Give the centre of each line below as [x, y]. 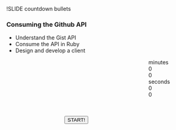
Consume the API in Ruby [47, 44]
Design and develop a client [50, 50]
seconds [159, 82]
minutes [159, 63]
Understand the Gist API [46, 38]
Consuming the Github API [46, 24]
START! [76, 120]
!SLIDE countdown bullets [39, 9]
